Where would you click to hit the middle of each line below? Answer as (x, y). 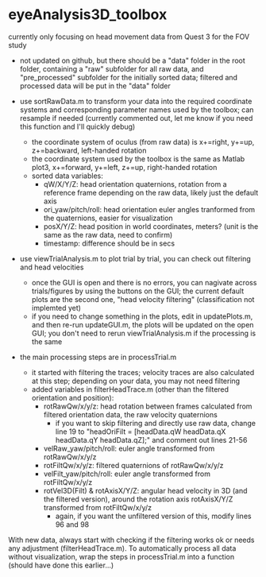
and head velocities (52, 267)
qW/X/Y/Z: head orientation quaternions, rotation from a (135, 184)
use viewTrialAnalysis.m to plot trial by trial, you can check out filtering (135, 258)
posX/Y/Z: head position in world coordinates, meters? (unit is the (151, 226)
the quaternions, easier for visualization (108, 218)
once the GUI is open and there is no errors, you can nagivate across (144, 282)
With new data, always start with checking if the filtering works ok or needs (131, 540)
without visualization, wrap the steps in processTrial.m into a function (121, 556)
